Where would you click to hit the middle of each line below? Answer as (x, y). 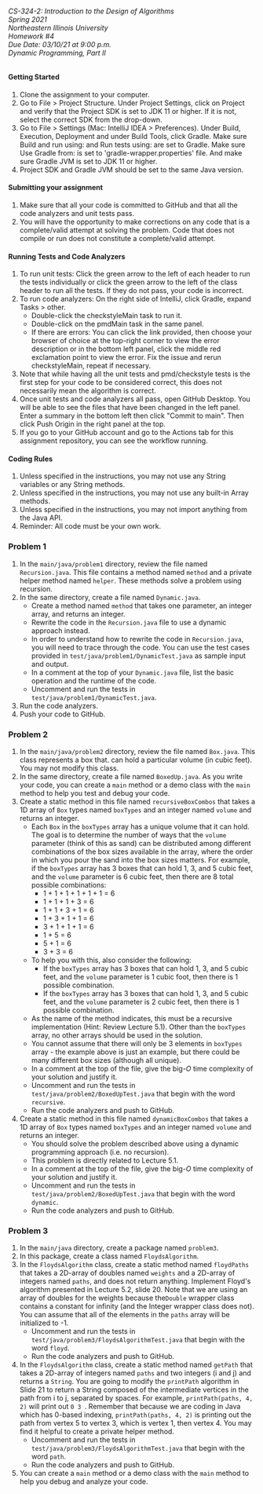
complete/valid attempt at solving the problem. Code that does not (127, 230)
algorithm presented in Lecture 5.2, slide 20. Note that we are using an (133, 1290)
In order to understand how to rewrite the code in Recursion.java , (137, 639)
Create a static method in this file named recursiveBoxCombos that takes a (137, 802)
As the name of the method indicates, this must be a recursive (132, 1019)
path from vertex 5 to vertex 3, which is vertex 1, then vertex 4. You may (136, 1423)
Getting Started (34, 77)
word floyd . (50, 1348)
